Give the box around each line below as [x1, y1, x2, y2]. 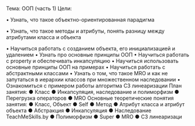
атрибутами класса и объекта [6, 34, 81, 40]
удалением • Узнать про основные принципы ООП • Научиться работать [6, 51, 189, 58]
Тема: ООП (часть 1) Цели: [6, 5, 72, 12]
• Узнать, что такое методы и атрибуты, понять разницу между [6, 27, 165, 34]
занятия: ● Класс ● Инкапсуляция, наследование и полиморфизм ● [6, 89, 180, 95]
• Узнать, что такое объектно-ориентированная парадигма [6, 16, 155, 23]
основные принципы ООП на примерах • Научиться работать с [6, 64, 166, 71]
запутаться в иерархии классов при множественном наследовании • [6, 76, 180, 83]
